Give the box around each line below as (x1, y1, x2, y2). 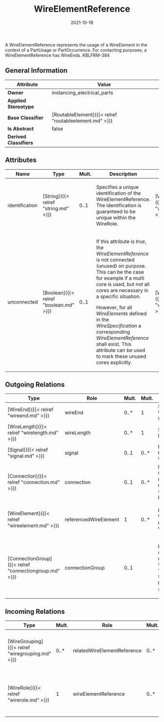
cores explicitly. (96, 359, 132, 366)
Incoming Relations (5, 607, 65, 615)
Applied (7, 97, 26, 104)
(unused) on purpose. (96, 263, 146, 269)
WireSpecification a (96, 322, 142, 329)
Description (109, 170, 138, 177)
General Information (5, 66, 68, 75)
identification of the (96, 190, 141, 197)
